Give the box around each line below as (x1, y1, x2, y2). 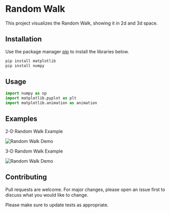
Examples (5, 115, 37, 123)
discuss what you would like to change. (5, 191, 89, 198)
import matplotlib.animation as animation (5, 100, 97, 105)
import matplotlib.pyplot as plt (5, 96, 77, 101)
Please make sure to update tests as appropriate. (5, 202, 109, 208)
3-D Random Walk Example (5, 148, 63, 154)
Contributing (5, 173, 47, 182)
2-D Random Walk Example (5, 128, 63, 134)
